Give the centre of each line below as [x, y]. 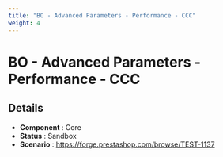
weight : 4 [25, 23]
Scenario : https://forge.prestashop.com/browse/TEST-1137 [117, 144]
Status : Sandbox [48, 136]
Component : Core [50, 127]
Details [26, 108]
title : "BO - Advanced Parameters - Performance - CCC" [102, 15]
